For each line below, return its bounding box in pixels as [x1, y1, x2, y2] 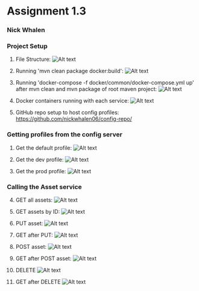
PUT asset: [15, 220, 43, 227]
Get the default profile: [15, 144, 72, 152]
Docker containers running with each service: [15, 97, 129, 104]
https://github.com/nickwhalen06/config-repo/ [15, 115, 132, 123]
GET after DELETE [15, 278, 61, 285]
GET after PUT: [15, 231, 53, 238]
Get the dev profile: [15, 156, 64, 163]
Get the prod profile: [15, 167, 66, 174]
